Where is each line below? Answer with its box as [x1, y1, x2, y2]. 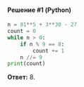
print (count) [7, 60, 46, 67]
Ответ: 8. [7, 73, 35, 81]
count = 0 [7, 28, 37, 35]
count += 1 [32, 47, 65, 54]
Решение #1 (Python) [7, 6, 72, 14]
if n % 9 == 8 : [20, 41, 65, 48]
